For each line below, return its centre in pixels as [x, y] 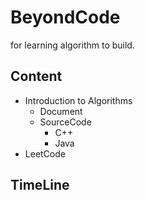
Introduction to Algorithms [78, 100]
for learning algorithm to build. [72, 45]
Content [36, 76]
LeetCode [45, 153]
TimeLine [40, 185]
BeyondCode [65, 17]
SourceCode [65, 122]
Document [61, 111]
